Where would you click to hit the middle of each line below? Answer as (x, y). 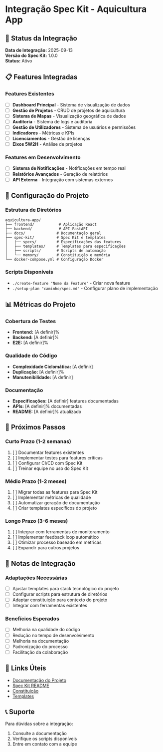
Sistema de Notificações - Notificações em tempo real (69, 168)
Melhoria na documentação (41, 641)
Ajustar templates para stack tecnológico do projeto (66, 588)
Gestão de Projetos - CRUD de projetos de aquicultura (69, 110)
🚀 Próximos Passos (35, 427)
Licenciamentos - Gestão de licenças (51, 139)
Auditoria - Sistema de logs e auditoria (52, 121)
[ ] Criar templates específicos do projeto (55, 508)
